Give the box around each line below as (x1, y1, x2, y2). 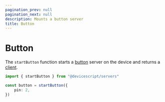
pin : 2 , (14, 88, 30, 93)
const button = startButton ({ (5, 83, 68, 88)
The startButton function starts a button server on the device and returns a (5, 59, 161, 65)
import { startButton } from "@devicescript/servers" (5, 74, 120, 79)
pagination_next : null (5, 12, 52, 17)
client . (5, 64, 18, 70)
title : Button (5, 21, 35, 26)
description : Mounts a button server (5, 16, 84, 21)
